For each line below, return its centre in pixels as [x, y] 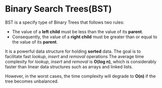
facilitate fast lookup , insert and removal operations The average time [74, 56]
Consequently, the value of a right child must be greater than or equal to [85, 37]
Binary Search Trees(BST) [58, 9]
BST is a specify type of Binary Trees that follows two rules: [65, 22]
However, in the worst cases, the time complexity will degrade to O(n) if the [81, 76]
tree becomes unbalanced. [32, 81]
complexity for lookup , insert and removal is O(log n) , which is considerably [81, 61]
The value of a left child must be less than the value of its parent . [77, 31]
